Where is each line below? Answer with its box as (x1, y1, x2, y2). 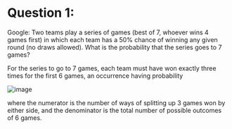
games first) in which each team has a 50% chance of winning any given (7, 35, 218, 43)
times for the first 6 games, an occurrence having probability (7, 72, 183, 80)
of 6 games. (7, 114, 42, 122)
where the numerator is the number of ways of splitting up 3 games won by (7, 98, 226, 107)
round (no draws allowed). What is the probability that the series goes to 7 (7, 43, 222, 51)
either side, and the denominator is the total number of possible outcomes (7, 106, 222, 114)
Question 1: (7, 5, 75, 21)
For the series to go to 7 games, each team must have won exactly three (7, 64, 217, 72)
